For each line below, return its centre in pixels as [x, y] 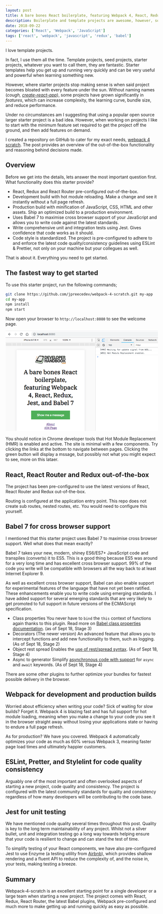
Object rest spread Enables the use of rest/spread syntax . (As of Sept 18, [85, 649]
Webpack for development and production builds [81, 695]
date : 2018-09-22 [23, 26]
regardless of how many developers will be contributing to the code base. [79, 796]
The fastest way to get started [52, 273]
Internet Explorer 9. [25, 573]
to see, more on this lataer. [32, 460]
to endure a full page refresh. [35, 727]
